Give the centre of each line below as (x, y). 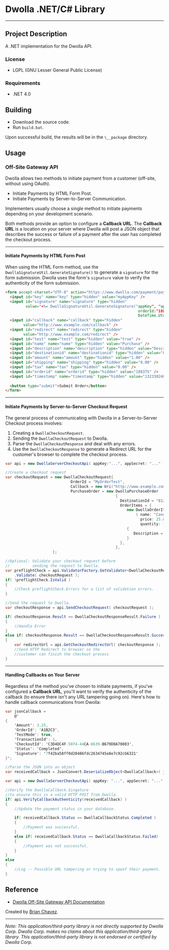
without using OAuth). (28, 183)
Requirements (23, 83)
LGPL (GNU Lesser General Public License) (57, 70)
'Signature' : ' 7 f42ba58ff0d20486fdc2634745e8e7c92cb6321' (76, 753)
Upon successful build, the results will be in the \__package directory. (77, 137)
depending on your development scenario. (49, 214)
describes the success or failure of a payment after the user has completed (83, 234)
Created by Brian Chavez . (32, 911)
